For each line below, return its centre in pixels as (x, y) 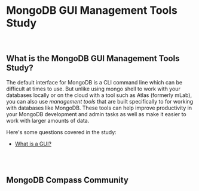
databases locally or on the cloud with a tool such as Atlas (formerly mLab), (99, 95)
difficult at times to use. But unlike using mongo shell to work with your (93, 89)
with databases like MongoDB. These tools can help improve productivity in (99, 108)
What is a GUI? (33, 144)
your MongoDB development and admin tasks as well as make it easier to (96, 114)
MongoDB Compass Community (67, 180)
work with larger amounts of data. (48, 120)
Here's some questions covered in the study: (61, 132)
